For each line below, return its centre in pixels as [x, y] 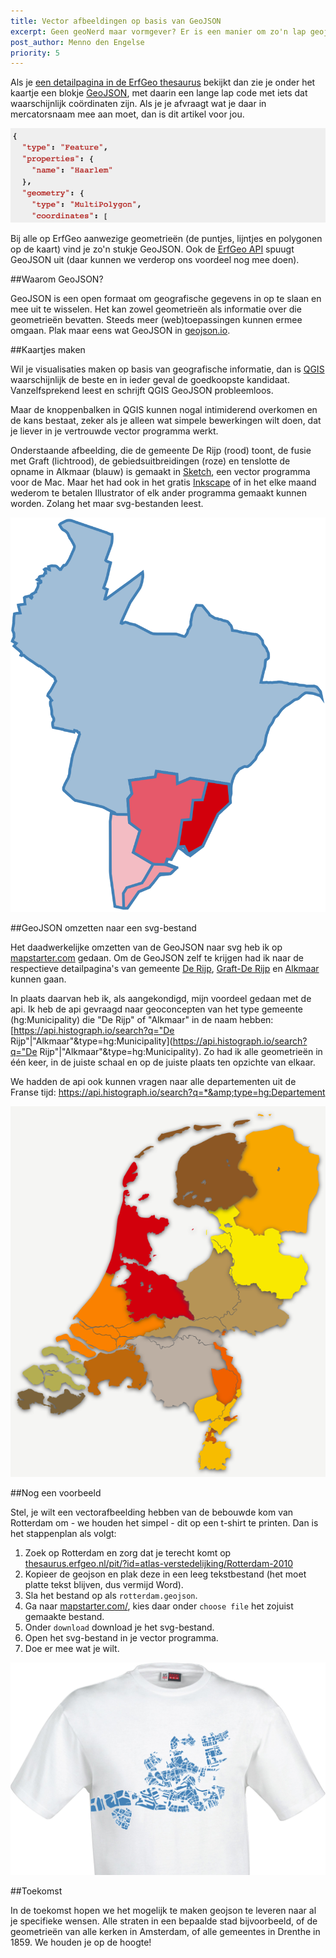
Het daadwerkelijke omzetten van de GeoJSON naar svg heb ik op [146, 947]
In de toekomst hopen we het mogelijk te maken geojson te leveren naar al [163, 1910]
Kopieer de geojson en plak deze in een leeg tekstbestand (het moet [165, 1574]
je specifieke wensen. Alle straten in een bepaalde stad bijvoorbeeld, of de [164, 1921]
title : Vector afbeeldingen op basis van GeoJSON [116, 21]
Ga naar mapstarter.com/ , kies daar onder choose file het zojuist [159, 1606]
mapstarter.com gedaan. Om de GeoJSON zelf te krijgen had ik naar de [157, 957]
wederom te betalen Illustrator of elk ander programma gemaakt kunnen [158, 492]
